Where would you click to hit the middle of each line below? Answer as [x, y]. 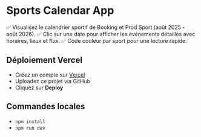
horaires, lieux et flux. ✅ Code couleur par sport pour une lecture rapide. [97, 40]
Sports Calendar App [60, 11]
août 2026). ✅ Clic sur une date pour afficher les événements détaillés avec [101, 34]
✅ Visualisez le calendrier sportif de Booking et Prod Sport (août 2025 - [96, 27]
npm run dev [30, 128]
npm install [30, 121]
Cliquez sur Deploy [39, 88]
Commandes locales [46, 107]
